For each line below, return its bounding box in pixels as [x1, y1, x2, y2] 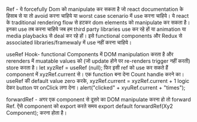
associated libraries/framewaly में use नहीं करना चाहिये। [6, 39, 132, 46]
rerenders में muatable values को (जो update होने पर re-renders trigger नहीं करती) [6, 57, 191, 65]
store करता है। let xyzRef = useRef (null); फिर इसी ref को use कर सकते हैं [6, 64, 169, 71]
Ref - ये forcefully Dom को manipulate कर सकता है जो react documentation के [6, 6, 184, 12]
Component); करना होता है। [6, 110, 67, 116]
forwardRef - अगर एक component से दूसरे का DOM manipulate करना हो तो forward [6, 96, 191, 103]
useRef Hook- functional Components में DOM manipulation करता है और [6, 51, 174, 57]
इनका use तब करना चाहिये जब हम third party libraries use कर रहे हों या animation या [6, 25, 186, 33]
